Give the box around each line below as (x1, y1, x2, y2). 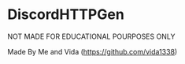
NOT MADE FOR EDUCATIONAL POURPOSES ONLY (7, 32, 176, 41)
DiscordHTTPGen (7, 6, 125, 24)
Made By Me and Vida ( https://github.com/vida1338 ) (7, 47, 178, 56)
